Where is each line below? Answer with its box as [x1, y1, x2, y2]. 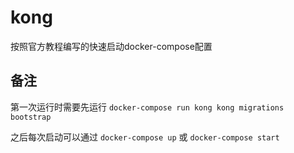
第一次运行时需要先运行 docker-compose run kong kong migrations [10, 101, 285, 113]
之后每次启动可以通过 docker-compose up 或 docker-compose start [10, 131, 280, 143]
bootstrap [10, 112, 52, 122]
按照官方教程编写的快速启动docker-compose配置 [10, 40, 213, 52]
